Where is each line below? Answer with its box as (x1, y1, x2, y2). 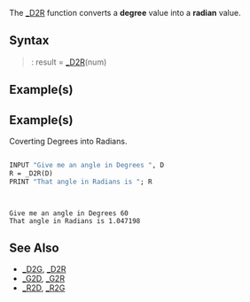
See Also (9, 241, 59, 256)
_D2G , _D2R (21, 264, 66, 275)
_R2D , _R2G (21, 283, 66, 293)
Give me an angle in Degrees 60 (9, 208, 129, 218)
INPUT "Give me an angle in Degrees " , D (9, 161, 165, 170)
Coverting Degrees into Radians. (9, 136, 128, 147)
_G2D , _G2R (21, 274, 65, 284)
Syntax (9, 33, 50, 48)
